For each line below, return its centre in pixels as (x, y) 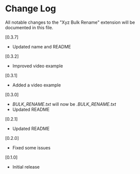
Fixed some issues (31, 148)
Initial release (26, 167)
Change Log (31, 9)
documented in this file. (29, 27)
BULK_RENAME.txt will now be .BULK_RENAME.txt (64, 104)
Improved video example (37, 66)
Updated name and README (41, 46)
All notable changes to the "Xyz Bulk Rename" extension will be (70, 22)
